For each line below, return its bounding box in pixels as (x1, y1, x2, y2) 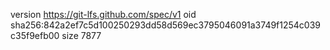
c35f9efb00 (10, 30, 60, 41)
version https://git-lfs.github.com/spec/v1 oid (10, 9, 197, 20)
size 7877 (61, 30, 102, 41)
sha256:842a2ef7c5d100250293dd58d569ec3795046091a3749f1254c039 (10, 19, 322, 31)
